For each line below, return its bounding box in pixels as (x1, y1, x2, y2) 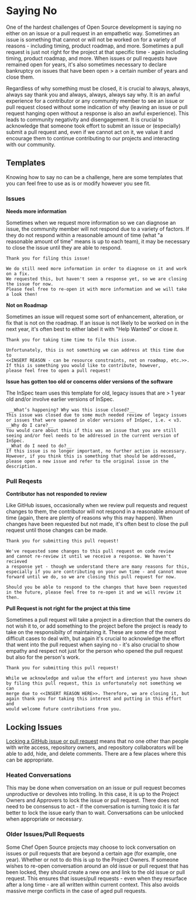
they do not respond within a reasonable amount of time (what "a (6, 232, 163, 239)
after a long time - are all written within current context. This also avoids (6, 881, 180, 888)
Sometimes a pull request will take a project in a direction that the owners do (6, 616, 191, 623)
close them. (6, 73, 35, 80)
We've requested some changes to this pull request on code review (6, 548, 174, 554)
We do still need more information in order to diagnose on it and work (6, 266, 187, 272)
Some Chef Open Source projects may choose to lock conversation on (6, 844, 176, 851)
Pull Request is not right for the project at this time (6, 605, 130, 612)
